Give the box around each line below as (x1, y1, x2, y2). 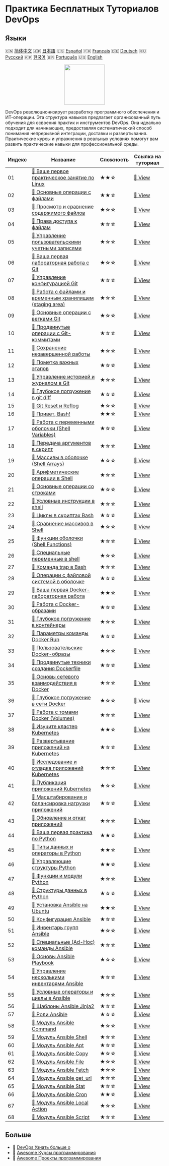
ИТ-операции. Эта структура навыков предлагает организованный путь (5, 114, 161, 120)
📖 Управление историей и (32, 374, 95, 380)
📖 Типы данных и (32, 843, 73, 850)
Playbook (32, 959, 54, 966)
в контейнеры (32, 622, 66, 628)
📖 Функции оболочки (32, 535, 83, 541)
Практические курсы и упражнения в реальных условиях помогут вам (5, 136, 158, 142)
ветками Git (32, 316, 61, 322)
